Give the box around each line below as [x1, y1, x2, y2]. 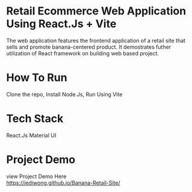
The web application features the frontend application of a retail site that [6, 37, 185, 44]
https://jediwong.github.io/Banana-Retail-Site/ [6, 179, 120, 186]
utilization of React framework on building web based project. [6, 49, 159, 57]
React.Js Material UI [6, 131, 57, 139]
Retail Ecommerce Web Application [6, 4, 187, 18]
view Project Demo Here [6, 173, 67, 180]
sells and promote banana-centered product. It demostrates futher [6, 43, 172, 51]
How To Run [6, 71, 67, 85]
